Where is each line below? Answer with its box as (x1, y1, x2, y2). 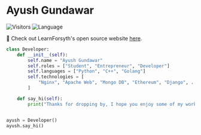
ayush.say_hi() (6, 123, 44, 128)
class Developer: (6, 46, 50, 52)
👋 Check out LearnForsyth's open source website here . (6, 34, 142, 42)
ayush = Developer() (6, 117, 58, 123)
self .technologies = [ (28, 74, 84, 80)
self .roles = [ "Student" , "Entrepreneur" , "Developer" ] (28, 63, 170, 69)
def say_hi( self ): (17, 96, 63, 102)
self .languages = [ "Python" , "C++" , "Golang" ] (28, 68, 146, 74)
